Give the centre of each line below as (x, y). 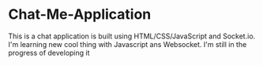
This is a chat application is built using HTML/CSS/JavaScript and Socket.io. (132, 36)
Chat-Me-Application (80, 14)
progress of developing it (49, 52)
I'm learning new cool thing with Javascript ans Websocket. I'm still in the (128, 44)
